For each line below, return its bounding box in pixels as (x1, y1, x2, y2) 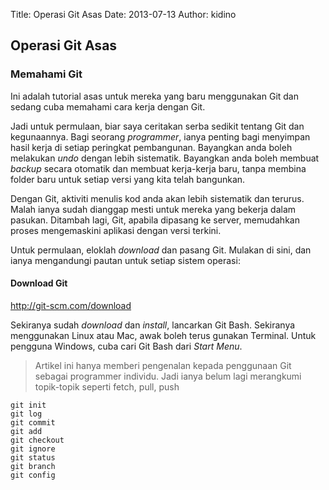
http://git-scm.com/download (10, 299, 132, 311)
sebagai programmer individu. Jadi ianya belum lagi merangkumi (34, 370, 302, 382)
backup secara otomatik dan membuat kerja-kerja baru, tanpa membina (10, 162, 307, 174)
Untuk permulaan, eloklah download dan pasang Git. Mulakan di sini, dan (10, 244, 312, 256)
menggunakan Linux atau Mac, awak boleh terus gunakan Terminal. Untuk (10, 329, 317, 341)
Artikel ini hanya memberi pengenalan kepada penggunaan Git (34, 359, 292, 371)
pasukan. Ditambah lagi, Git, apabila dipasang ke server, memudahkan (10, 214, 300, 226)
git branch (10, 461, 56, 471)
